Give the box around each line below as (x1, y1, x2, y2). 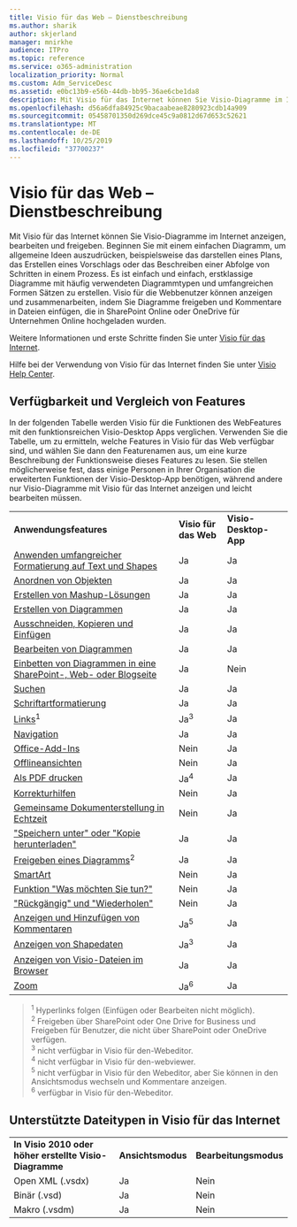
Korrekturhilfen (13, 787, 77, 800)
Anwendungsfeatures (13, 524, 108, 536)
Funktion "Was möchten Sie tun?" (13, 883, 153, 895)
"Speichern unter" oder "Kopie (13, 827, 141, 840)
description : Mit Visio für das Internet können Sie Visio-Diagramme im (9, 95, 283, 104)
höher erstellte (13, 1149, 78, 1162)
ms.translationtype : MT (9, 120, 97, 129)
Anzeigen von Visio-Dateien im (13, 953, 144, 965)
